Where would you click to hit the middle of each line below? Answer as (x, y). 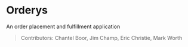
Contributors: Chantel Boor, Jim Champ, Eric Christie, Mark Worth (101, 38)
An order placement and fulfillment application (63, 26)
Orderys (27, 10)
